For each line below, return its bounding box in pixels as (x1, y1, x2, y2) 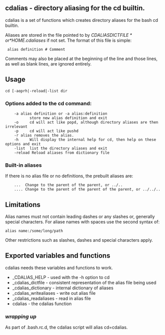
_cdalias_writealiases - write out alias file (12, 290, 96, 296)
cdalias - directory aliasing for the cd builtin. (5, 4, 145, 12)
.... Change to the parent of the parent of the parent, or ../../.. (14, 187, 161, 192)
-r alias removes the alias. (14, 133, 74, 138)
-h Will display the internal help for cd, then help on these (14, 137, 156, 142)
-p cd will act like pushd (14, 129, 79, 134)
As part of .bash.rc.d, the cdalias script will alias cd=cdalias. (5, 325, 128, 331)
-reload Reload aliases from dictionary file (14, 150, 110, 155)
